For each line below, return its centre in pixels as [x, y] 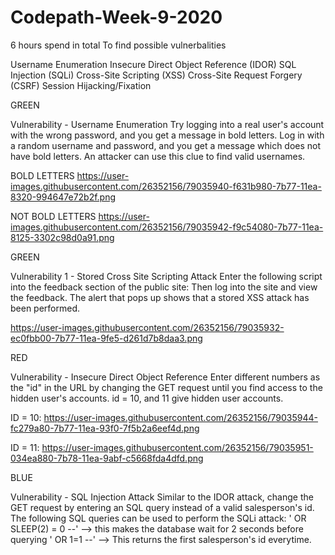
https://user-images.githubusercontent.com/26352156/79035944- [181, 417]
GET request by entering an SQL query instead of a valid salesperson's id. [162, 507]
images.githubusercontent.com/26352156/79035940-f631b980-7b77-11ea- [166, 186]
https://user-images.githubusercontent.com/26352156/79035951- [177, 447]
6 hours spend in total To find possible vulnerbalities [118, 45]
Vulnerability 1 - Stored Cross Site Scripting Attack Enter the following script [166, 276]
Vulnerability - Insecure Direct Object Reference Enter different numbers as [165, 377]
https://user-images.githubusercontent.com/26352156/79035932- [147, 327]
